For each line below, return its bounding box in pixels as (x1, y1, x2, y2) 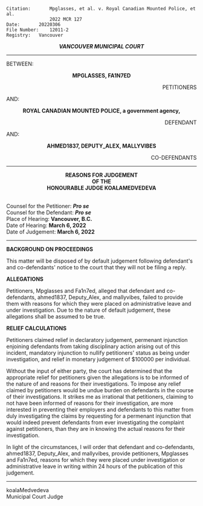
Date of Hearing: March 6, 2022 (6, 222, 86, 229)
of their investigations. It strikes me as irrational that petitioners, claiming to (6, 393, 193, 400)
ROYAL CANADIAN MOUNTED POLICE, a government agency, (22, 107, 181, 114)
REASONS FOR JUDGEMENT (65, 171, 138, 179)
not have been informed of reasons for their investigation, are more (6, 399, 173, 407)
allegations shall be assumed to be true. (6, 313, 106, 320)
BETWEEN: (6, 61, 34, 67)
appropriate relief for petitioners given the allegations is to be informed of (6, 374, 189, 381)
